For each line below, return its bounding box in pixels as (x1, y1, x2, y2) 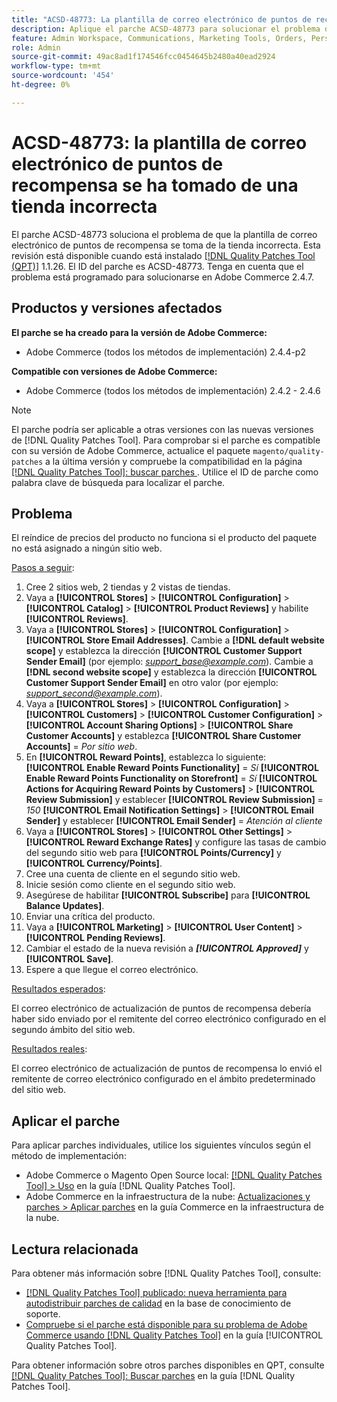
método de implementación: (11, 1150, 127, 1162)
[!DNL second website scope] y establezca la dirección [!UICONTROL (25, 666, 318, 678)
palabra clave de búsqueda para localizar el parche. (11, 476, 226, 488)
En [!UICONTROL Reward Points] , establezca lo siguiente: (25, 751, 267, 763)
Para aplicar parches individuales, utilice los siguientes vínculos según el (11, 1139, 311, 1151)
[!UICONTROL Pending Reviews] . (25, 932, 166, 944)
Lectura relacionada (11, 1241, 139, 1258)
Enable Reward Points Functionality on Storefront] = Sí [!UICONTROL (25, 772, 318, 785)
